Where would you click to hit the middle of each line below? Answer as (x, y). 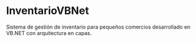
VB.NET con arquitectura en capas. (49, 33)
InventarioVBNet (48, 11)
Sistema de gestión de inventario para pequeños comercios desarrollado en (98, 27)
